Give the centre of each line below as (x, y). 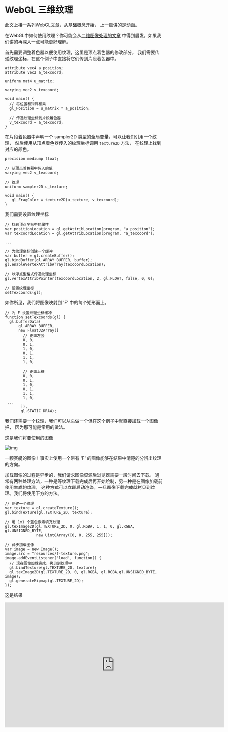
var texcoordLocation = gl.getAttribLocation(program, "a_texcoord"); (80, 233)
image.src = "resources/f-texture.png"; (48, 554)
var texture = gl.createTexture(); (42, 508)
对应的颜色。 (18, 149)
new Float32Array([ (38, 330)
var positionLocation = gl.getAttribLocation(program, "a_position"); (80, 229)
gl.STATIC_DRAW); (39, 411)
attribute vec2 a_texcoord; (34, 72)
